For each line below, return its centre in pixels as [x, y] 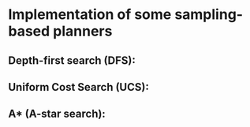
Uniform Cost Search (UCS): [79, 87]
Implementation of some [90, 15]
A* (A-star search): [57, 114]
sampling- [209, 15]
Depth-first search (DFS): [72, 60]
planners [82, 31]
